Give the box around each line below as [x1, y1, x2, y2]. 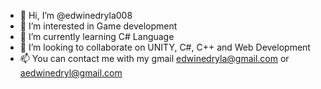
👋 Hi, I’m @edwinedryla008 [19, 10, 133, 21]
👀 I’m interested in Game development [19, 20, 178, 32]
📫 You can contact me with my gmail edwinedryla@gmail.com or [19, 53, 290, 64]
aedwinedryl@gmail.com [19, 67, 123, 79]
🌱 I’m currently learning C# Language [19, 31, 175, 42]
